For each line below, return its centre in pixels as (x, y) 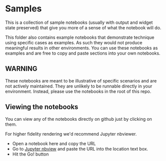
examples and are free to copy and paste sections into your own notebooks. (83, 53)
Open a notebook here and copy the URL (54, 143)
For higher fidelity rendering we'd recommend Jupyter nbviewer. (71, 134)
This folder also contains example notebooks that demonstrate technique (80, 37)
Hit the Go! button (30, 154)
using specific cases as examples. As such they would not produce (74, 42)
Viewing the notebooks (42, 107)
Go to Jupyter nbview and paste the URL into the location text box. (80, 149)
